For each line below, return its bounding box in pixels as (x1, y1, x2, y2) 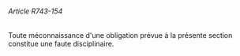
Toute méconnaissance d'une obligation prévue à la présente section (8, 31, 233, 40)
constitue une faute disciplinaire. (8, 39, 114, 49)
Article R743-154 (8, 6, 63, 16)
